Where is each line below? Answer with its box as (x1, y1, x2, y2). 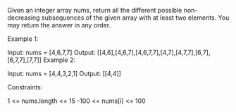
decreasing (7, 13, 40, 22)
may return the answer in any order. (7, 21, 111, 29)
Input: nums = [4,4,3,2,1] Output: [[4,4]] (7, 70, 122, 77)
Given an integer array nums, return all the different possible (7, 6, 182, 14)
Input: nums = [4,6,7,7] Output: (7, 49, 97, 56)
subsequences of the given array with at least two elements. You (41, 13, 230, 22)
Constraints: (7, 83, 43, 91)
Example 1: (7, 35, 39, 43)
